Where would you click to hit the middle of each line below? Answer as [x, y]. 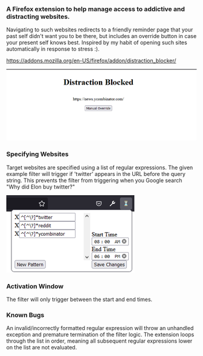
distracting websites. [38, 16]
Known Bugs [25, 315]
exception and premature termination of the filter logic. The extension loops [100, 335]
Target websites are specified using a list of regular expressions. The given [100, 167]
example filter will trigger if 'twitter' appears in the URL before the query [96, 173]
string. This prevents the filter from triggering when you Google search [94, 180]
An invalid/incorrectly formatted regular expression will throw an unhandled [100, 328]
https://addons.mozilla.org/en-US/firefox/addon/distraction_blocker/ [91, 61]
